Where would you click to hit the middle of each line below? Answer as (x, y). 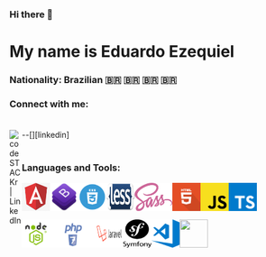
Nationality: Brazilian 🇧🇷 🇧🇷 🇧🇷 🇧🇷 (93, 80)
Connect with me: (49, 104)
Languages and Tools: (71, 168)
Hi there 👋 (32, 14)
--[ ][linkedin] (46, 135)
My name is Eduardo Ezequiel (122, 52)
